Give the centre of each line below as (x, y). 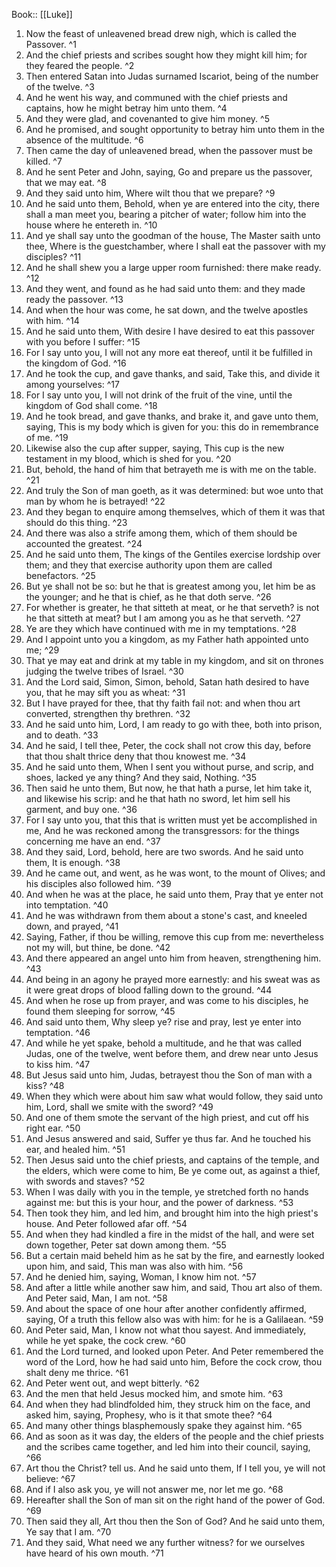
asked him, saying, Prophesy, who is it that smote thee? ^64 (149, 1415)
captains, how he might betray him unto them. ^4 (126, 108)
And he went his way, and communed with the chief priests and (156, 97)
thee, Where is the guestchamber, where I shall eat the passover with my (175, 246)
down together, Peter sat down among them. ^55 (126, 1245)
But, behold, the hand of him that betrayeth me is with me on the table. (171, 469)
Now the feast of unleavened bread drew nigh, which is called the (161, 33)
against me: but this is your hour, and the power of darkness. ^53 (159, 1202)
